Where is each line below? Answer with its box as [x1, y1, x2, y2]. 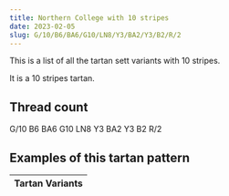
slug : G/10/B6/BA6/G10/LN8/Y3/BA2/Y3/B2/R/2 [9, 30, 182, 39]
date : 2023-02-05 [9, 22, 76, 31]
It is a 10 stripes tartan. [9, 73, 96, 84]
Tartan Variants [14, 177, 84, 190]
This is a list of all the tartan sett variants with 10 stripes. [9, 56, 221, 67]
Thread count [9, 99, 88, 115]
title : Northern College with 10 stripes [9, 13, 170, 23]
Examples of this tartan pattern [9, 150, 190, 165]
